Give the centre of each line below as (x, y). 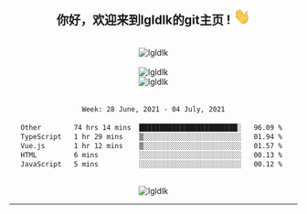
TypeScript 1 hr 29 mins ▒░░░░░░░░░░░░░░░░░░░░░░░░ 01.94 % (152, 136)
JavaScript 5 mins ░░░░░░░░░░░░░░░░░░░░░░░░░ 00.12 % (152, 164)
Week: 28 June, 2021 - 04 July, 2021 (153, 109)
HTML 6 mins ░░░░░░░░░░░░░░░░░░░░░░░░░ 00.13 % (152, 155)
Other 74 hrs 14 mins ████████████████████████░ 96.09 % (152, 127)
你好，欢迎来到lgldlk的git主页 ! (143, 21)
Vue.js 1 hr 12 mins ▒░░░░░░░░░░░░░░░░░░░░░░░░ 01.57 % (152, 145)
